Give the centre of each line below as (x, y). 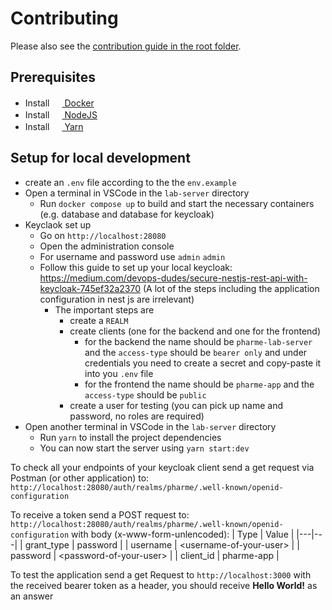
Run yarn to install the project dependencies (130, 437)
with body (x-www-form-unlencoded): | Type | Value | (183, 534)
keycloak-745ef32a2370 (90, 288)
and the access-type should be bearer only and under (196, 352)
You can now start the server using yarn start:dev (144, 448)
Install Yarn (54, 126)
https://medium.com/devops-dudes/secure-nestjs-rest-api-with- (173, 278)
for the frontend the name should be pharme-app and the (199, 384)
